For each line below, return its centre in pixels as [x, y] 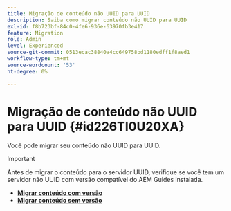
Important [21, 159]
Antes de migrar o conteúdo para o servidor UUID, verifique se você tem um [116, 172]
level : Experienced [35, 46]
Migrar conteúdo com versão [60, 193]
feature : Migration [35, 33]
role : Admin [24, 39]
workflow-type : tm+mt [38, 59]
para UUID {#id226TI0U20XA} [96, 126]
